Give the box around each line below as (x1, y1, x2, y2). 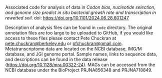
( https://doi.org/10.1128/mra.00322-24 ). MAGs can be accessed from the (5, 62, 155, 67)
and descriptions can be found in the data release (5, 56, 107, 62)
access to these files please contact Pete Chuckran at (5, 35, 116, 41)
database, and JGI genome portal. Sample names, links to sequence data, (5, 51, 157, 57)
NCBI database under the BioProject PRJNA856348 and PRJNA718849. (5, 67, 152, 73)
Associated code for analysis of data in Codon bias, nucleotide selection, (5, 4, 156, 10)
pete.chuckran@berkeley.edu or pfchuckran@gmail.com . (5, 40, 123, 46)
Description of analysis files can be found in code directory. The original (5, 24, 152, 30)
